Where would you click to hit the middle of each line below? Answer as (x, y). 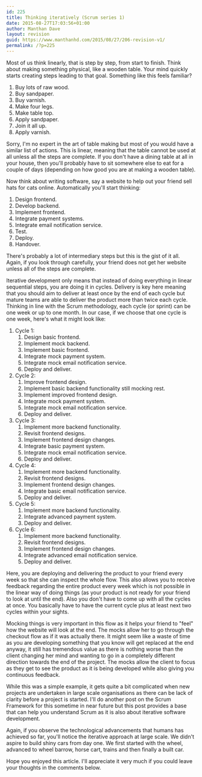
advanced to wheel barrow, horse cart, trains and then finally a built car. (95, 749)
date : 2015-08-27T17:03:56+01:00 (48, 23)
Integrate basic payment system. (64, 446)
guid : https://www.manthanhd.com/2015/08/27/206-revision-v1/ (86, 40)
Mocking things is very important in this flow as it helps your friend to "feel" (100, 623)
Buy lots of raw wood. (42, 87)
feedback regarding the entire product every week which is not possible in (98, 586)
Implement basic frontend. (57, 350)
